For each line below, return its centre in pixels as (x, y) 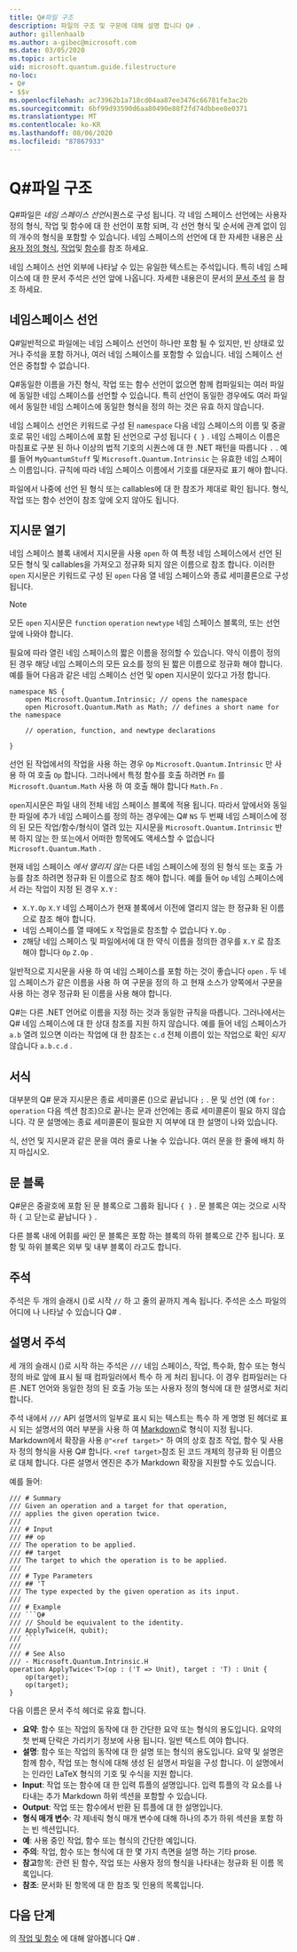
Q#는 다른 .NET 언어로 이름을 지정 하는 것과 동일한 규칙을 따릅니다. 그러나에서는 (148, 1012)
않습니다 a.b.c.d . (41, 1046)
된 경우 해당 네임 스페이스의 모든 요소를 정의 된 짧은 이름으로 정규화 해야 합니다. (146, 664)
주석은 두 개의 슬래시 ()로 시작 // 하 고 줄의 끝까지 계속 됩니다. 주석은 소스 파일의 (148, 1300)
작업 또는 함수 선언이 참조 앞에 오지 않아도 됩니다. (94, 500)
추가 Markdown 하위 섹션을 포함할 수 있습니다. (127, 1795)
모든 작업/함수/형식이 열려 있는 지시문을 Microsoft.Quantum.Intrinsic (150, 827)
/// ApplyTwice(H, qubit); (59, 1630)
